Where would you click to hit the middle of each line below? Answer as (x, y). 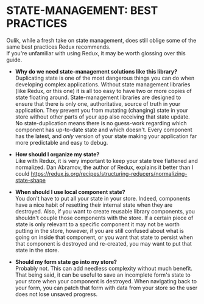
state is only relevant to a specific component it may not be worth (97, 224)
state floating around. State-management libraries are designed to (98, 97)
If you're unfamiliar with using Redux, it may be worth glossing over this (96, 53)
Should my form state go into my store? (66, 261)
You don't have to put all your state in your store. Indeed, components (103, 198)
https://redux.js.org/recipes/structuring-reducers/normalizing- (109, 173)
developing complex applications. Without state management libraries (103, 84)
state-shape (30, 180)
